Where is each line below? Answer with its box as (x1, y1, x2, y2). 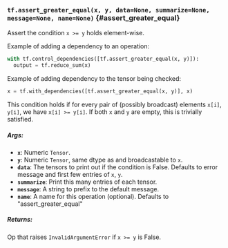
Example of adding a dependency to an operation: (7, 42, 150, 50)
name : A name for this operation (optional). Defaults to (17, 192, 169, 200)
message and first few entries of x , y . (17, 170, 123, 178)
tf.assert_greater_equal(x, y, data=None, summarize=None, (7, 6, 210, 14)
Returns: (7, 216, 33, 224)
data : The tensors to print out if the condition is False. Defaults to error (17, 162, 218, 171)
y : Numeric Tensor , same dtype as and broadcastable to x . (17, 155, 183, 164)
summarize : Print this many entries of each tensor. (17, 178, 158, 186)
